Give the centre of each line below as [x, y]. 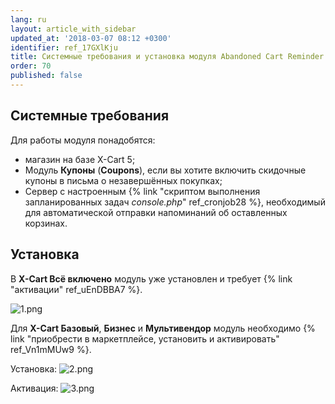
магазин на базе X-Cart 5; [80, 159]
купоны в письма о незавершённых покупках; [123, 180]
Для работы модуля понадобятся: [83, 140]
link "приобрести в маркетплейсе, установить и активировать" [145, 338]
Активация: [34, 388]
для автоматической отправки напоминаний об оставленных [156, 212]
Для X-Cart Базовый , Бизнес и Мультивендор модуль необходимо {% [163, 328]
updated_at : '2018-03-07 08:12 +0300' [91, 38]
